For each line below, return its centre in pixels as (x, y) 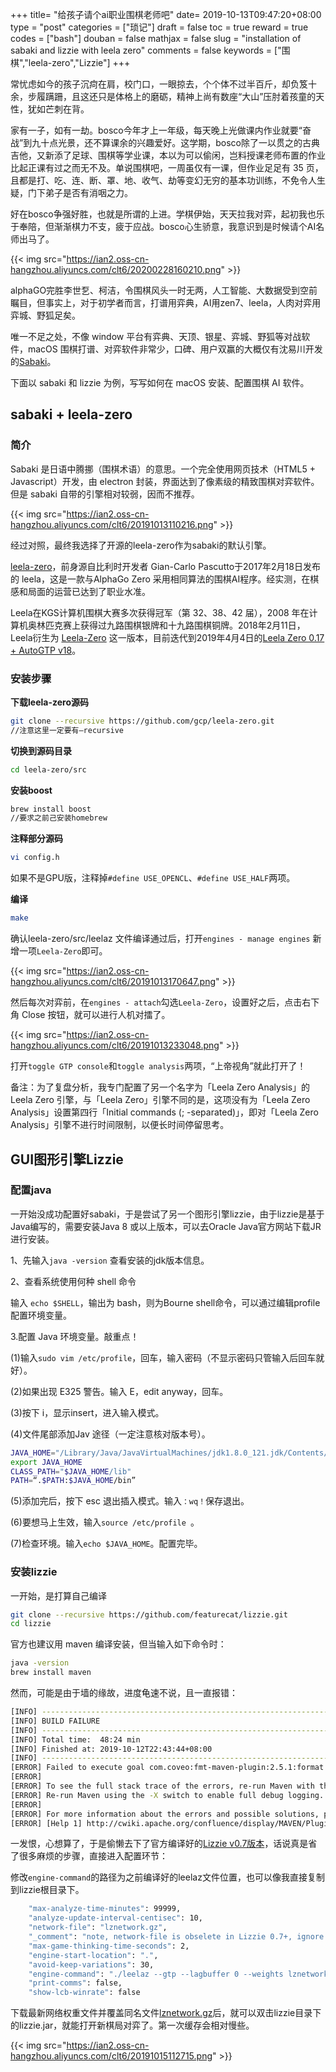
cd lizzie (31, 1624)
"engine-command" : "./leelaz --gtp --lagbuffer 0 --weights (156, 1974)
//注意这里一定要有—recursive (67, 730)
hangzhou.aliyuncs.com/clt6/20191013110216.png (112, 524)
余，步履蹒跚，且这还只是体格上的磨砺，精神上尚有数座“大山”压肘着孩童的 (163, 96)
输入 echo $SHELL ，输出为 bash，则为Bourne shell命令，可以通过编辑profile (165, 1302)
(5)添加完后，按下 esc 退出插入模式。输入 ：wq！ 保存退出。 (130, 1501)
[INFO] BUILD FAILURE (55, 1721)
